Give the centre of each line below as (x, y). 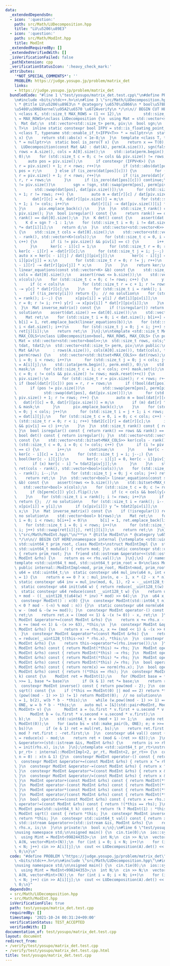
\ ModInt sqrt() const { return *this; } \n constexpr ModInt (81, 813)
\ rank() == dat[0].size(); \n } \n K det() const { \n (73, 218)
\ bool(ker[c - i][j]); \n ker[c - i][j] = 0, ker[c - (80, 459)
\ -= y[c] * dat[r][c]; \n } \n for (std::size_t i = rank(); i (88, 289)
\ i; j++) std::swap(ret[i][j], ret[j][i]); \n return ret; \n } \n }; (91, 530)
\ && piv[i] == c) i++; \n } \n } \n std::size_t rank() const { (87, 426)
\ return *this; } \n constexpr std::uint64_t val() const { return (88, 818)
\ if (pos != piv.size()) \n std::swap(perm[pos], (81, 388)
